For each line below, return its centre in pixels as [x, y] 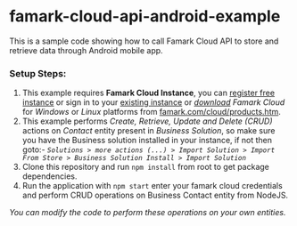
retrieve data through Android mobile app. [86, 50]
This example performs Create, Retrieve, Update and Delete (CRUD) [148, 121]
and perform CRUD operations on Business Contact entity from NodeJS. [155, 195]
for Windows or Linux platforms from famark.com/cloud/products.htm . [151, 112]
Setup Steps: [38, 73]
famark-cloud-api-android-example [145, 16]
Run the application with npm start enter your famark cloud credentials [152, 186]
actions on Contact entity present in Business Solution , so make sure [148, 131]
